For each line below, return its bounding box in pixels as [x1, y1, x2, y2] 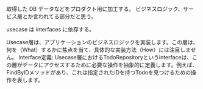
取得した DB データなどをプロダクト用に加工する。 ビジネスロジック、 [6, 5, 183, 12]
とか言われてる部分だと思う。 [22, 13, 97, 20]
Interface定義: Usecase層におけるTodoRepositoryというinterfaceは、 [18, 54, 193, 61]
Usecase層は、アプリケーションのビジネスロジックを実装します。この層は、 [6, 39, 199, 45]
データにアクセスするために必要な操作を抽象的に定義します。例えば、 [22, 61, 198, 68]
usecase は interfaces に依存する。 [6, 26, 95, 33]
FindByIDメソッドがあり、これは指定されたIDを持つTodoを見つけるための [6, 69, 191, 76]
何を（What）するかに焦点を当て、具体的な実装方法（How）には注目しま [6, 46, 191, 53]
